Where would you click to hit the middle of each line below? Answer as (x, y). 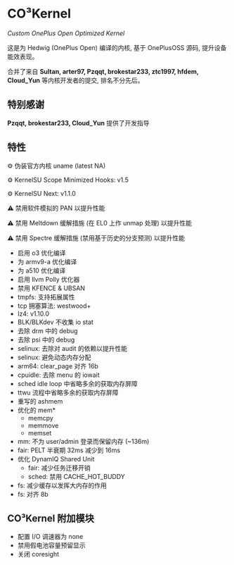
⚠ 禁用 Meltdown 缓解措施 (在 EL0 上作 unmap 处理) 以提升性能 (99, 223)
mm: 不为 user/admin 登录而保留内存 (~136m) (83, 441)
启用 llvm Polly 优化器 (48, 279)
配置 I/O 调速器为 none (50, 537)
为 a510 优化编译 (41, 271)
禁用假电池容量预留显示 (51, 545)
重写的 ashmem (40, 401)
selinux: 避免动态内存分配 (54, 357)
